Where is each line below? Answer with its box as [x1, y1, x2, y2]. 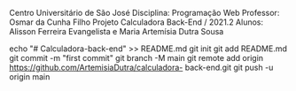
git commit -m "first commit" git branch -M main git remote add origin [9, 53, 264, 63]
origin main [9, 72, 51, 82]
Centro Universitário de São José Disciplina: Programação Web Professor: [9, 8, 280, 18]
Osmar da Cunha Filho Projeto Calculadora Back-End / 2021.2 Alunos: [9, 17, 264, 27]
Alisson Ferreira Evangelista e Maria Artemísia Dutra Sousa [9, 27, 224, 36]
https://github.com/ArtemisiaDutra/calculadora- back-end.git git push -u [9, 62, 274, 72]
